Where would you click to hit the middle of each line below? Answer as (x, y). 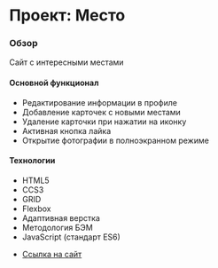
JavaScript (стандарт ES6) (71, 237)
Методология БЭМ (57, 227)
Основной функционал (54, 83)
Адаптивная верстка (61, 217)
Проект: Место (67, 16)
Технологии (32, 161)
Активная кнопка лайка (66, 130)
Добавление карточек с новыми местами (101, 112)
